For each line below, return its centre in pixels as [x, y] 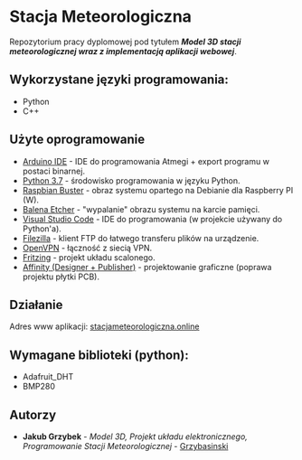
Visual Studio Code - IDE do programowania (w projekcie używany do [152, 219]
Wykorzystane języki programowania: [119, 80]
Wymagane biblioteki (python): [99, 355]
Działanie [36, 305]
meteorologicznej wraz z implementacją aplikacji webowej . [123, 51]
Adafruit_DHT [48, 377]
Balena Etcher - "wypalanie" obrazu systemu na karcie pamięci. [141, 209]
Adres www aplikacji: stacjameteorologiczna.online [104, 326]
